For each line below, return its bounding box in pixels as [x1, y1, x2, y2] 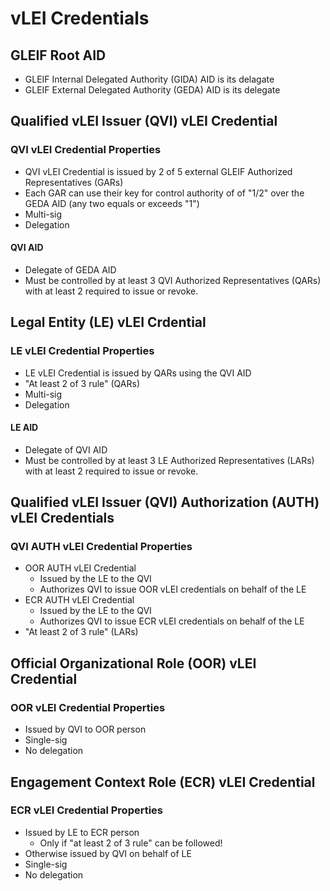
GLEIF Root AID [10, 47, 107, 64]
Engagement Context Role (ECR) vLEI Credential [10, 773, 316, 791]
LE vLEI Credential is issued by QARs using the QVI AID [24, 367, 252, 379]
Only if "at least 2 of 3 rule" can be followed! [39, 837, 223, 849]
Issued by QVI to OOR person [24, 723, 147, 736]
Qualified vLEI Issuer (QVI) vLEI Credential [10, 113, 278, 130]
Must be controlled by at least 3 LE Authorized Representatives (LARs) [24, 454, 315, 466]
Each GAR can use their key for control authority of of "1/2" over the [24, 187, 305, 199]
